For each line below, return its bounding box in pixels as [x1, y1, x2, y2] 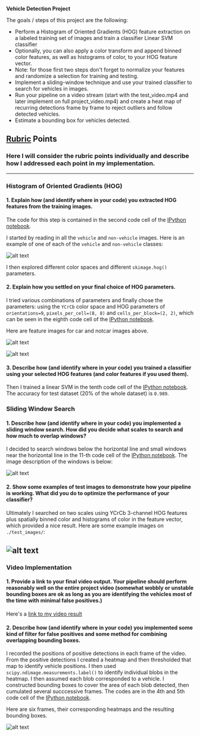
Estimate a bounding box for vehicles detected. [14, 117, 131, 124]
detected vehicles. [14, 110, 61, 117]
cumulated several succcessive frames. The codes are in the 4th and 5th [6, 688, 185, 695]
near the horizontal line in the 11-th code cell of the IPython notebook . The [6, 452, 187, 459]
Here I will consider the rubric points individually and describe [6, 152, 189, 160]
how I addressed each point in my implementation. [6, 159, 155, 167]
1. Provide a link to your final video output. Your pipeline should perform [6, 578, 187, 585]
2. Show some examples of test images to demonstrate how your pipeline [6, 483, 192, 490]
